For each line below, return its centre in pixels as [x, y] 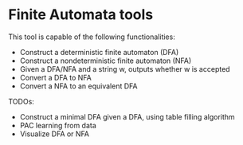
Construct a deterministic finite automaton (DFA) [99, 52]
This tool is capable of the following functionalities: [92, 37]
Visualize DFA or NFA [55, 134]
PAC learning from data [58, 125]
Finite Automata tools [81, 15]
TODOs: [21, 101]
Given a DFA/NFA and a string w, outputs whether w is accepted [125, 69]
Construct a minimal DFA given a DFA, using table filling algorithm [127, 116]
